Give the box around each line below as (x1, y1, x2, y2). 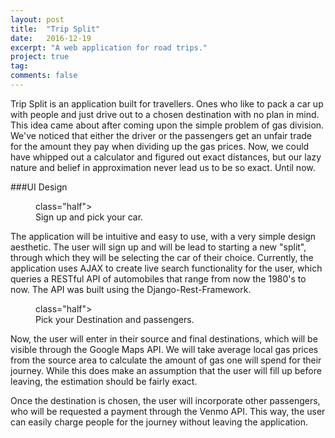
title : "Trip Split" (10, 24, 101, 34)
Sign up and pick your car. (35, 211, 144, 223)
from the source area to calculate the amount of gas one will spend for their (10, 354, 322, 366)
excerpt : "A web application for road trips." (10, 42, 208, 53)
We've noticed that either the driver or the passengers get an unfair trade (10, 129, 312, 141)
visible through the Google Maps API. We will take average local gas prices (10, 343, 319, 355)
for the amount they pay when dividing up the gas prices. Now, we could (10, 140, 310, 152)
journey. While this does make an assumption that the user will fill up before (10, 364, 322, 376)
